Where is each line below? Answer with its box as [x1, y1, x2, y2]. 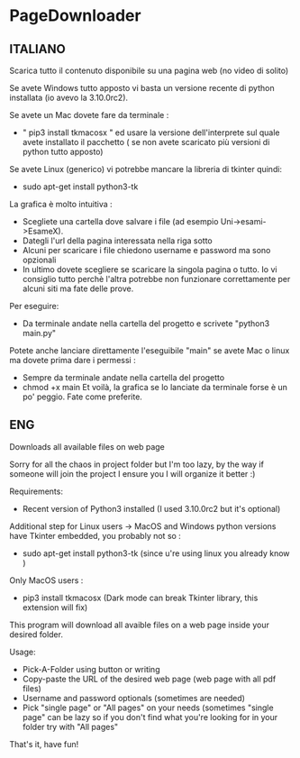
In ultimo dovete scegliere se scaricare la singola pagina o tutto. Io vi [22, 264, 277, 275]
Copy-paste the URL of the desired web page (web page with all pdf [22, 673, 277, 684]
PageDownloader [9, 5, 141, 26]
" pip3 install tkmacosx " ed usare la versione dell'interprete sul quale [22, 127, 281, 138]
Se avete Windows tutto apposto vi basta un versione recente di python [9, 83, 275, 93]
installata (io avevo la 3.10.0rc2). [9, 92, 129, 103]
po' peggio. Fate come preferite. [22, 391, 142, 402]
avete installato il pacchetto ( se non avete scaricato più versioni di [22, 137, 270, 147]
